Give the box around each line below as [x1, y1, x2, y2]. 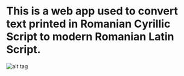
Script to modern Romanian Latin [6, 30, 174, 43]
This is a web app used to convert [6, 4, 178, 18]
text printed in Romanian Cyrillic [6, 17, 171, 31]
